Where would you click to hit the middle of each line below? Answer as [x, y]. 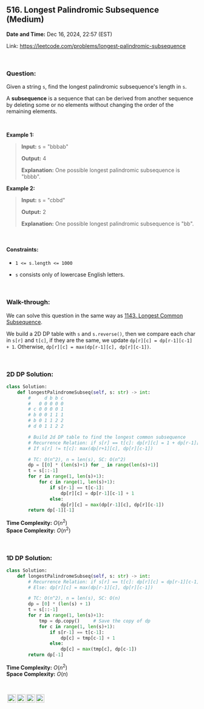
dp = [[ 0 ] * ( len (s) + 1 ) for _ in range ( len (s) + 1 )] [93, 465]
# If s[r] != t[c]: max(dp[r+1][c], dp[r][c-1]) [91, 448]
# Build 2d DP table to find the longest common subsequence [107, 437]
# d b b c [46, 398]
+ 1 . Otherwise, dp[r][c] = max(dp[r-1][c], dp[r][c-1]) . [79, 346]
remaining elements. [32, 111]
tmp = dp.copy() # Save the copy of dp [94, 621]
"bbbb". [31, 177]
